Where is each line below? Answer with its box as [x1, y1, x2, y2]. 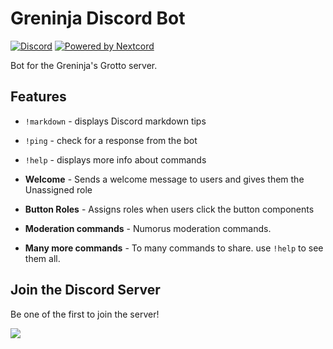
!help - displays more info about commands [24, 153, 207, 166]
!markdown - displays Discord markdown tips [24, 115, 207, 127]
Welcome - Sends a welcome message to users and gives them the [24, 173, 305, 185]
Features [10, 88, 67, 106]
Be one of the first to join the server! [10, 308, 160, 320]
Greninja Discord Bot [10, 7, 186, 30]
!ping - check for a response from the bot [24, 134, 198, 146]
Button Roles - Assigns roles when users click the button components [24, 203, 315, 215]
